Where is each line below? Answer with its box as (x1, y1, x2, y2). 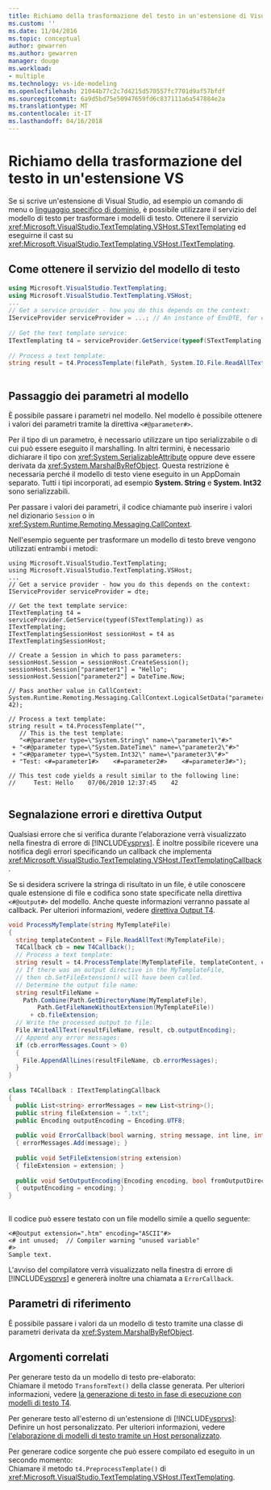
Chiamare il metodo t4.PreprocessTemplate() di (8, 1463, 167, 1473)
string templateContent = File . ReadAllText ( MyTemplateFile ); (15, 936, 226, 944)
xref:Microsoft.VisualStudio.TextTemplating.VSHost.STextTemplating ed (8, 222, 247, 231)
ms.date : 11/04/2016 (8, 27, 78, 35)
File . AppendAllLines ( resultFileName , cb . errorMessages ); (23, 1056, 219, 1064)
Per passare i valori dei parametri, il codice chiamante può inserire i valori (8, 502, 252, 512)
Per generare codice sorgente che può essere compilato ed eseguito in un (8, 1446, 256, 1456)
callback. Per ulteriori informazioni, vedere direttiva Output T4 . (8, 905, 215, 915)
